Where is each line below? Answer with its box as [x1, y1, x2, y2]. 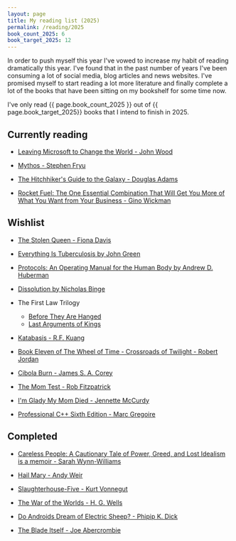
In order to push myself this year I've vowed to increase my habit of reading [7, 56, 229, 65]
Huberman [17, 271, 50, 279]
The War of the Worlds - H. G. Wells [17, 498, 123, 507]
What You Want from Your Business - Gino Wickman [17, 196, 171, 205]
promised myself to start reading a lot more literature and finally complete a [7, 79, 228, 87]
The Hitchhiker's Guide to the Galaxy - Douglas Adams [17, 175, 178, 183]
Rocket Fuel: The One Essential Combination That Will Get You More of [17, 188, 225, 197]
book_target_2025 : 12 [7, 37, 72, 44]
